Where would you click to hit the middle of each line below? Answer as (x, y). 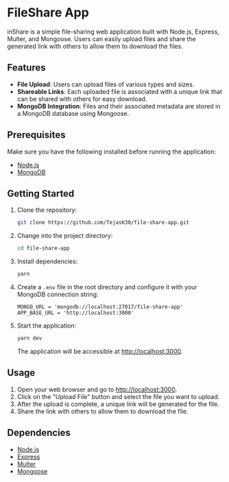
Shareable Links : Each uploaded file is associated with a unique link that (120, 91)
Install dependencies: (47, 261)
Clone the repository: (47, 210)
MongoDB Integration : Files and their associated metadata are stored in (119, 106)
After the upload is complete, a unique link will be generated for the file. (118, 404)
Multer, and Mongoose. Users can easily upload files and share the (102, 38)
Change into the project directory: (65, 236)
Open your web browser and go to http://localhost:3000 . (97, 389)
